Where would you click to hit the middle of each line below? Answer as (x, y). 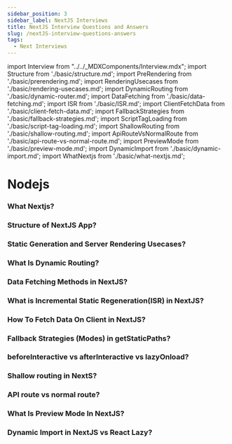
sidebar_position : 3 (37, 14)
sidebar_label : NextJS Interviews (58, 20)
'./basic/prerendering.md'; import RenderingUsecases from (93, 81)
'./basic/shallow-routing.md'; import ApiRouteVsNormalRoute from (103, 133)
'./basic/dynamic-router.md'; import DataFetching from (86, 96)
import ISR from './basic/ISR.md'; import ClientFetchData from (136, 104)
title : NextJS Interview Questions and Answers (78, 27)
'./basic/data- (186, 96)
